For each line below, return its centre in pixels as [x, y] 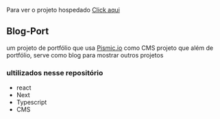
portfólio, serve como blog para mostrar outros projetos [85, 55]
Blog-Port [28, 31]
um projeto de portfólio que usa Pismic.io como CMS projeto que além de [110, 48]
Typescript [32, 103]
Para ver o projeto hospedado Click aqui [63, 10]
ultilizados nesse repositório [55, 72]
